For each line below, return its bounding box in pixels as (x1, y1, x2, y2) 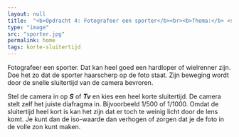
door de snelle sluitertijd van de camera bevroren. (7, 78, 154, 86)
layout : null (7, 10, 46, 18)
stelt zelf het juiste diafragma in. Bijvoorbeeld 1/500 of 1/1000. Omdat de (7, 100, 219, 108)
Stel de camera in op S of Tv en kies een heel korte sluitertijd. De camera (7, 92, 222, 101)
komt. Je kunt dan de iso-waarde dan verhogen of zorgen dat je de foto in (7, 115, 224, 123)
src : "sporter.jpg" (7, 30, 65, 38)
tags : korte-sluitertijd (7, 44, 81, 51)
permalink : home (7, 37, 55, 44)
